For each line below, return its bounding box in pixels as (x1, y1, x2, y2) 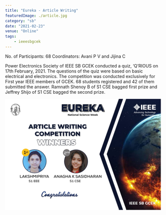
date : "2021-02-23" (5, 24, 45, 29)
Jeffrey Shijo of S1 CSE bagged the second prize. (5, 89, 105, 95)
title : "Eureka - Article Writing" (5, 8, 79, 13)
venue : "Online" (5, 29, 39, 34)
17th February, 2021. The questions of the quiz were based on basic (5, 68, 143, 74)
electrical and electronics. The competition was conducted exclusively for (5, 73, 156, 79)
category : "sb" (5, 18, 37, 23)
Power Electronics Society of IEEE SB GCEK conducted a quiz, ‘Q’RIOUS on (5, 63, 158, 69)
